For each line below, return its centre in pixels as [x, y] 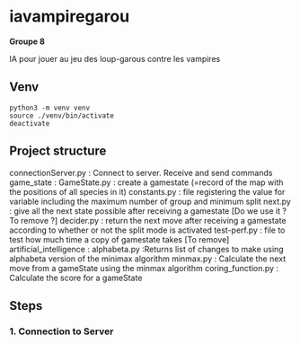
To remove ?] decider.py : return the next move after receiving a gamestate [148, 220]
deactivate [30, 123]
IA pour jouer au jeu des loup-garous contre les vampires [115, 58]
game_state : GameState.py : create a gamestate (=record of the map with [146, 182]
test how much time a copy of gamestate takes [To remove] [119, 239]
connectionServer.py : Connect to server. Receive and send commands [141, 172]
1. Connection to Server [62, 331]
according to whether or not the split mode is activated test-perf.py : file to [147, 230]
